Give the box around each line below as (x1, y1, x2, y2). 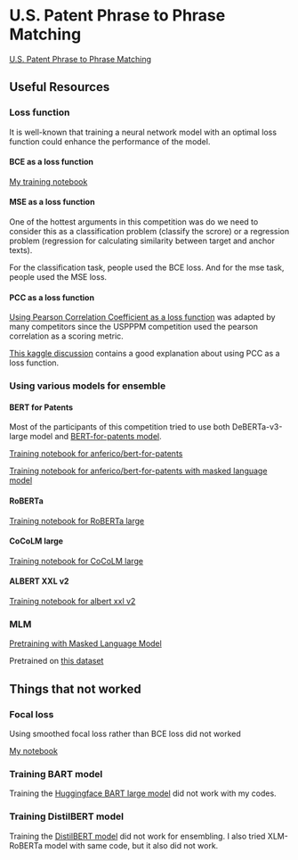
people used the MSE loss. (9, 272, 108, 283)
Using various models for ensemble (9, 380, 166, 392)
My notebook (9, 745, 58, 756)
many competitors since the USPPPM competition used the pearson (9, 322, 259, 332)
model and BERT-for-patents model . (29, 431, 162, 442)
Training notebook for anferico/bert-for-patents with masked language (9, 465, 268, 477)
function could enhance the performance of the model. (9, 135, 211, 147)
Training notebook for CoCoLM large (9, 555, 144, 566)
